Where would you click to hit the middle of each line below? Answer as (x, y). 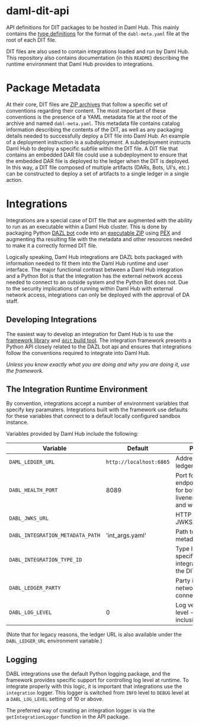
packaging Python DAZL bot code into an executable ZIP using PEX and (94, 233)
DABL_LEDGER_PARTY (35, 588)
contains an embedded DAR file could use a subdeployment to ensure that (97, 155)
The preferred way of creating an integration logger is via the (81, 711)
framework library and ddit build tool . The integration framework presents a (99, 340)
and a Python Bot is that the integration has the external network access (94, 276)
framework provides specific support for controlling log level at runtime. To (98, 680)
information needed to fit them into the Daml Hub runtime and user (87, 263)
